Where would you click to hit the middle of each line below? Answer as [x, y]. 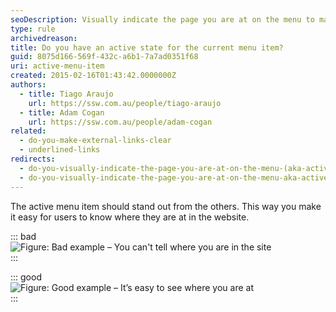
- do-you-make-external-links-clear [95, 141]
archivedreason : [44, 38]
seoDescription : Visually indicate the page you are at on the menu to [162, 19]
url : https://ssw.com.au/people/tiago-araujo [125, 103]
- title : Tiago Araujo [66, 94]
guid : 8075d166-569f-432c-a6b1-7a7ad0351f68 [104, 57]
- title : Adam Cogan [62, 112]
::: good [26, 277]
